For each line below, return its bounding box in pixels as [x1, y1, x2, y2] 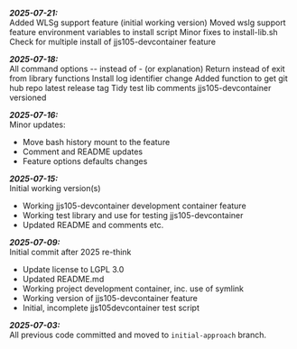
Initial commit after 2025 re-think [9, 247, 132, 257]
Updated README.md [22, 274, 105, 284]
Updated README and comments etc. [22, 220, 164, 230]
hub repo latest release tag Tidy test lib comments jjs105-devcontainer [9, 83, 272, 93]
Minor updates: [9, 119, 66, 130]
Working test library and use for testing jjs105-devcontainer [22, 210, 244, 220]
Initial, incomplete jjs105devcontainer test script [22, 302, 200, 313]
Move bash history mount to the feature [22, 137, 171, 147]
